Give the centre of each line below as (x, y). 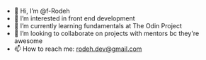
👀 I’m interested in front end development (75, 18)
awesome (28, 41)
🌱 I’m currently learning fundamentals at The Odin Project (98, 26)
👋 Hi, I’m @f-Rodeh (42, 11)
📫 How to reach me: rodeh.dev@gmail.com (78, 49)
